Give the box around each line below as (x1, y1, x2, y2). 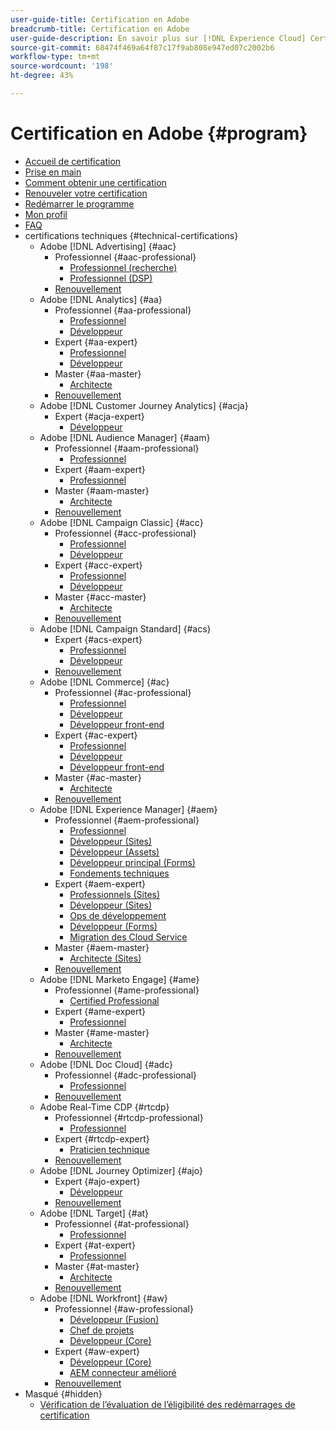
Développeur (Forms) (69, 920, 158, 932)
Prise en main (24, 166, 82, 178)
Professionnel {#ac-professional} (54, 686, 192, 698)
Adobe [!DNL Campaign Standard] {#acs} (39, 622, 212, 635)
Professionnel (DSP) (69, 272, 153, 284)
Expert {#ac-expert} (54, 729, 138, 741)
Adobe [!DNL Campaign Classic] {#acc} (39, 516, 204, 528)
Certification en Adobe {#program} (10, 122, 308, 145)
